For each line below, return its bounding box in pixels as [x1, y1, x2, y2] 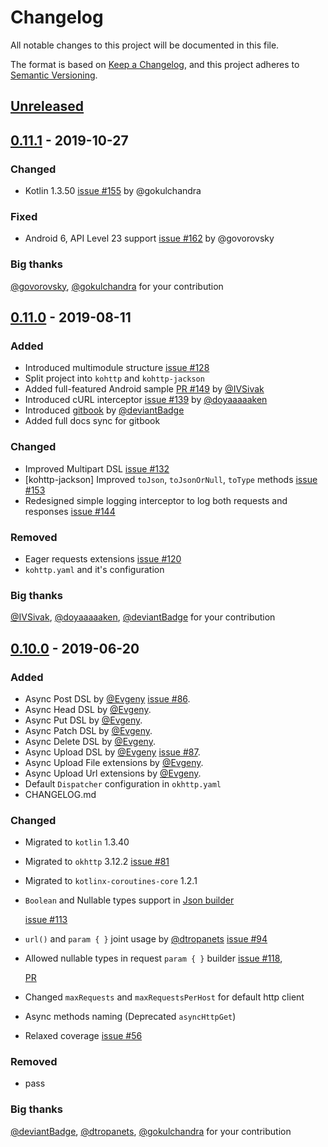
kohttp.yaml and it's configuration [24, 563, 165, 575]
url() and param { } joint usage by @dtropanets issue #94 [24, 933, 268, 945]
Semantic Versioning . [10, 69, 98, 81]
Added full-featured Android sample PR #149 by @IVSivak [24, 383, 265, 395]
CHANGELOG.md [24, 788, 97, 800]
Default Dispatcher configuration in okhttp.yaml [24, 777, 222, 790]
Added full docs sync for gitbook [24, 415, 161, 427]
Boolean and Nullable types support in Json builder [24, 894, 235, 906]
